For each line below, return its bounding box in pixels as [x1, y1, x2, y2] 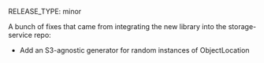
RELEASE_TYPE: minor [8, 7, 82, 16]
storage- [228, 22, 257, 31]
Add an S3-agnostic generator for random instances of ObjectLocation [19, 46, 250, 54]
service [8, 31, 33, 39]
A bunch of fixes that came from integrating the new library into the [8, 22, 227, 31]
